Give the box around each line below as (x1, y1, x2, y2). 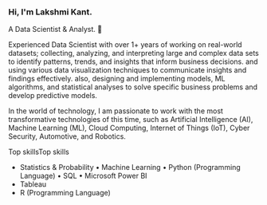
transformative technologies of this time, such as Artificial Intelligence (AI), (8, 115, 253, 124)
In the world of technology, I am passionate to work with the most (8, 106, 223, 116)
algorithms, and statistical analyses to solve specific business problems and (8, 82, 257, 92)
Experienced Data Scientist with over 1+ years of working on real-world (8, 40, 242, 49)
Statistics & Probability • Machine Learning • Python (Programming (19, 163, 241, 172)
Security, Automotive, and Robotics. (8, 132, 126, 141)
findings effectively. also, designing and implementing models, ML (8, 74, 226, 84)
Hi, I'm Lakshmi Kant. (8, 6, 93, 18)
